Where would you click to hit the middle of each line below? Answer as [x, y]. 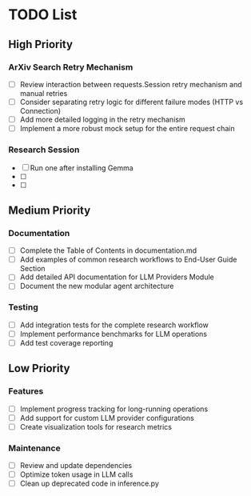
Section [32, 269]
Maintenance [35, 448]
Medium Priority [50, 210]
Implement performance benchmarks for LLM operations [114, 334]
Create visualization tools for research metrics [96, 426]
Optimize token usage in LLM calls [76, 474]
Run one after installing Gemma [82, 168]
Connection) [40, 111]
